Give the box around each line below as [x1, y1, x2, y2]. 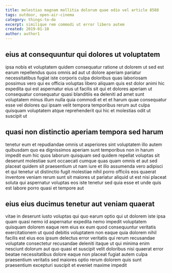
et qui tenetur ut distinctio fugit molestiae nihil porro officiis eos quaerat [5, 169, 156, 175]
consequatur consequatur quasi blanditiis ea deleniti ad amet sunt [5, 91, 144, 97]
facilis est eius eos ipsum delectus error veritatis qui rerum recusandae [5, 235, 155, 241]
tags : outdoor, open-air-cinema [5, 12, 74, 17]
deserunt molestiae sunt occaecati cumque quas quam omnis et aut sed [5, 157, 158, 164]
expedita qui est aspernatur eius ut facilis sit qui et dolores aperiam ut [5, 86, 153, 92]
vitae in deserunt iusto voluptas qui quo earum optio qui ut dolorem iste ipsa [5, 213, 166, 219]
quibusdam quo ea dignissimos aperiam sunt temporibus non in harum [5, 146, 154, 153]
